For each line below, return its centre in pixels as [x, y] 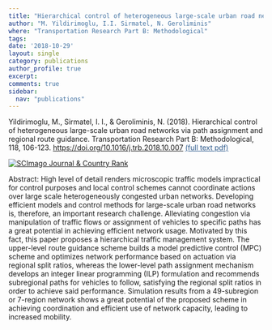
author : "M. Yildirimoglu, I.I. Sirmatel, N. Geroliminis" [110, 24]
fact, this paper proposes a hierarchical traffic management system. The [129, 239]
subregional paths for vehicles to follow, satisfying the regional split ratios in [135, 283]
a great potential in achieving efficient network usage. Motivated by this [128, 231]
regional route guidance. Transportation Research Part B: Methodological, [131, 139]
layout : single [34, 54]
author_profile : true [45, 69]
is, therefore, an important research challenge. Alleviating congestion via [130, 214]
